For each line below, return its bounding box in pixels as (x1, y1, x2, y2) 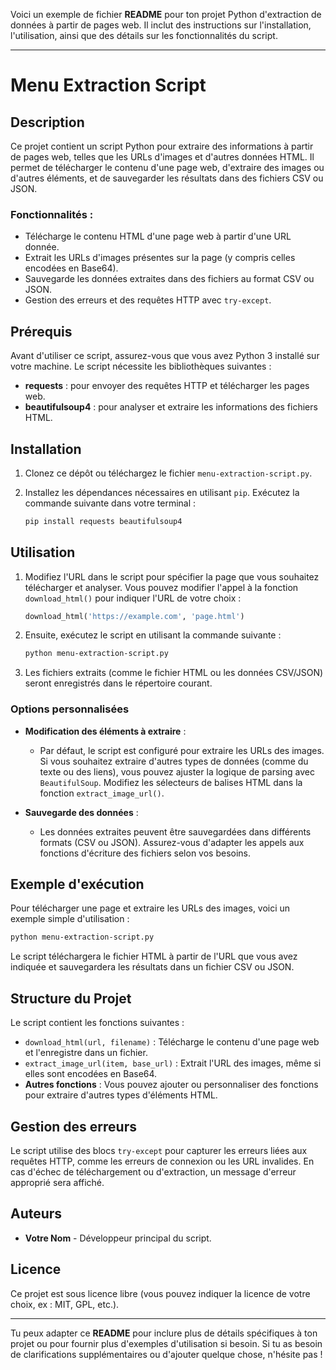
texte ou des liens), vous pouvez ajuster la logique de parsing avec (39, 765, 315, 778)
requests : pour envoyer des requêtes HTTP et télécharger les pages (24, 380, 310, 392)
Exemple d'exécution (10, 876, 145, 893)
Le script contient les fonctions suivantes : (10, 1017, 185, 1029)
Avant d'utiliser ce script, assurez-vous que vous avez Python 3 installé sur (10, 350, 320, 362)
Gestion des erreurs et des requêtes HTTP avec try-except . (24, 294, 272, 306)
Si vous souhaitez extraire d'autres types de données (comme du (39, 755, 309, 767)
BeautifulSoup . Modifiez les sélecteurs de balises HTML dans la (39, 776, 303, 788)
